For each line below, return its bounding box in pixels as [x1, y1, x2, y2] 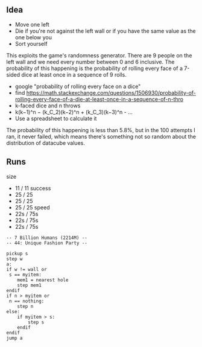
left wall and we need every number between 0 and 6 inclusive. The [6, 58, 175, 65]
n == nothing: [8, 298, 45, 304]
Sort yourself [14, 40, 48, 47]
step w [6, 256, 23, 262]
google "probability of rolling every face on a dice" [14, 83, 141, 90]
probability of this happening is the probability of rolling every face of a [6, 65, 183, 72]
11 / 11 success [14, 184, 51, 192]
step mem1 [17, 282, 42, 288]
